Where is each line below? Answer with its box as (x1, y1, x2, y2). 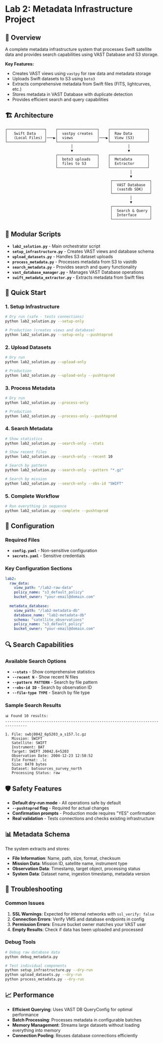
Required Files (5, 536, 40, 543)
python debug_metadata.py (5, 954, 58, 959)
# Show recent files (5, 450, 47, 455)
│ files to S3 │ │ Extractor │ (55, 161, 150, 166)
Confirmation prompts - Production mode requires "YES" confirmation (12, 810, 156, 816)
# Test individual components (5, 963, 67, 968)
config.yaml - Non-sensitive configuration (12, 548, 97, 554)
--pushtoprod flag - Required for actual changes (12, 805, 109, 811)
